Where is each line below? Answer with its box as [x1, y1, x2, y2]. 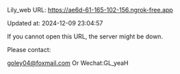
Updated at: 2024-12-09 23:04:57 [7, 19, 103, 27]
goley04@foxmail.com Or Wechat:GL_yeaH [7, 59, 129, 67]
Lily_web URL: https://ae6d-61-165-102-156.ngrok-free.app [7, 6, 173, 14]
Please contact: [7, 46, 51, 53]
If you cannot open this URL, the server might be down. [7, 32, 163, 40]
